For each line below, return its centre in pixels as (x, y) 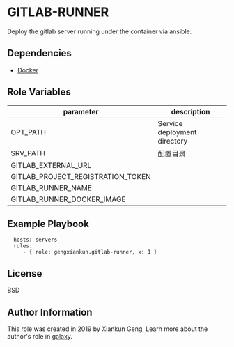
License (25, 273)
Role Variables (39, 92)
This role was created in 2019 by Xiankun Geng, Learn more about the (108, 329)
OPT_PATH (29, 132)
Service (170, 123)
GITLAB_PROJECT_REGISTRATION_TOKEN (81, 176)
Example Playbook (48, 224)
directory (173, 141)
